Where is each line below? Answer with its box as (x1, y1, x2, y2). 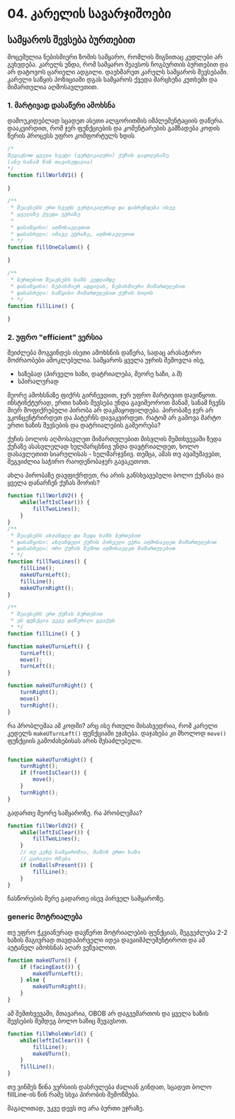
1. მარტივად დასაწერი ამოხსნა (7, 100, 115, 110)
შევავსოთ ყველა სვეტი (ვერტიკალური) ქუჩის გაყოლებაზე (7, 152, 170, 159)
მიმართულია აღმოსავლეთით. (7, 83, 99, 91)
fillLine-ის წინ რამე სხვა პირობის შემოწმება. (7, 1090, 140, 1099)
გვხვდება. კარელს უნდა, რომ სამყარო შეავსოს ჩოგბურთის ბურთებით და (7, 60, 229, 69)
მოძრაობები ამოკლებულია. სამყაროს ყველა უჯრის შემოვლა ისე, (7, 356, 205, 365)
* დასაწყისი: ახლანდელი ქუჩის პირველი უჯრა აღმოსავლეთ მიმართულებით (10, 538, 217, 545)
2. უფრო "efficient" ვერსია (7, 332, 103, 342)
